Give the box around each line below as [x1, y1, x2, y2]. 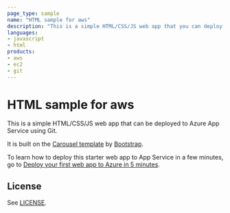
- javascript [7, 36, 45, 42]
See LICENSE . [7, 199, 47, 207]
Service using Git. [7, 127, 58, 135]
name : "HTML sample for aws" [7, 16, 91, 23]
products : [7, 49, 36, 55]
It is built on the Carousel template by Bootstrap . [7, 140, 144, 148]
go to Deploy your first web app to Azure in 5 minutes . [7, 160, 160, 168]
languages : [7, 29, 38, 36]
